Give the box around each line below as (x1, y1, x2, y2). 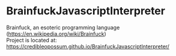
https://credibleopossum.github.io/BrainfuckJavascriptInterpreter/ (6, 43, 170, 50)
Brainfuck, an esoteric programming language (6, 24, 120, 31)
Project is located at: (6, 36, 57, 43)
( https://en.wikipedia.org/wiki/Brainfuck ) (6, 30, 106, 37)
